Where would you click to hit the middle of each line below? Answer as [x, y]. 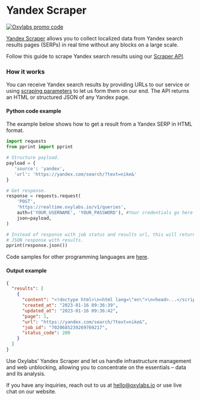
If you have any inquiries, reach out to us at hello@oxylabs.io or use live [94, 385]
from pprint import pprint [40, 147]
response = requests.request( [44, 196]
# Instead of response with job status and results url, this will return [101, 235]
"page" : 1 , [35, 316]
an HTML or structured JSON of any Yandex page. [68, 97]
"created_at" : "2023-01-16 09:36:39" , [70, 305]
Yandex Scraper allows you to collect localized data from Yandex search [95, 38]
